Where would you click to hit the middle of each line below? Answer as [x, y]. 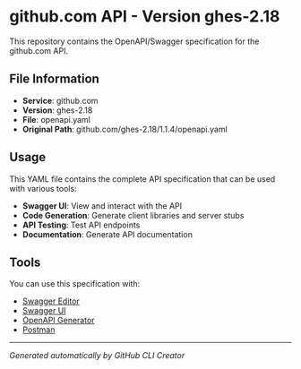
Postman [39, 330]
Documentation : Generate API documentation [107, 234]
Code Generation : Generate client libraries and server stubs [133, 215]
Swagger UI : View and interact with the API [102, 206]
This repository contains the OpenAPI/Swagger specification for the [134, 41]
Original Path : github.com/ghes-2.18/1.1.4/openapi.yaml [125, 129]
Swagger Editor [51, 301]
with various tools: [43, 188]
